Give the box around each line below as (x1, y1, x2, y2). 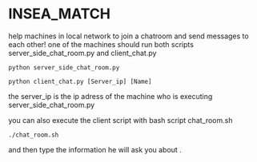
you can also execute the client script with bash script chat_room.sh (8, 115, 233, 124)
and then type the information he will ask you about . (8, 144, 182, 154)
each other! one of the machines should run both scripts (8, 39, 195, 49)
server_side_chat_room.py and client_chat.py (8, 48, 157, 57)
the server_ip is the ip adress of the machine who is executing (8, 91, 213, 101)
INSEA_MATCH (8, 5, 110, 23)
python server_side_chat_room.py (8, 63, 120, 72)
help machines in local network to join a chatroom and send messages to (8, 31, 250, 41)
